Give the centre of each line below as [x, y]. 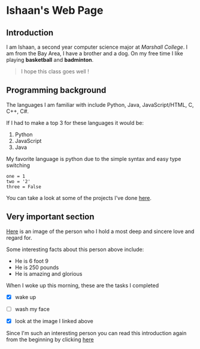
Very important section [50, 217]
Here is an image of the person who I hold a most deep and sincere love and [100, 231]
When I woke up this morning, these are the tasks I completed [83, 285]
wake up [25, 297]
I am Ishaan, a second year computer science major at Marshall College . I [97, 47]
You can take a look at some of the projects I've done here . [79, 198]
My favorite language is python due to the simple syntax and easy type [94, 159]
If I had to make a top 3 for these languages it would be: [75, 123]
